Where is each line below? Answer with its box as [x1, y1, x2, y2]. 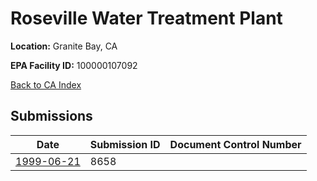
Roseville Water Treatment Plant [10, 7, 283, 30]
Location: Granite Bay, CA [10, 40, 118, 52]
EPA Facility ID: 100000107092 [10, 59, 138, 71]
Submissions [10, 108, 93, 125]
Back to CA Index [10, 78, 82, 91]
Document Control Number [169, 137, 302, 151]
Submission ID [89, 137, 161, 151]
